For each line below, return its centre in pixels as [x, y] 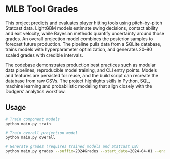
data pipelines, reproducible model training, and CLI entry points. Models [81, 70]
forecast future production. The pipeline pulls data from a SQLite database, [83, 44]
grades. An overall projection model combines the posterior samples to [79, 39]
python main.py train [28, 124]
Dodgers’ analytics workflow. [35, 91]
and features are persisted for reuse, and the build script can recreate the [82, 75]
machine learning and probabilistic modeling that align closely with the [79, 86]
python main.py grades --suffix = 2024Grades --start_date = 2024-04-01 [79, 151]
